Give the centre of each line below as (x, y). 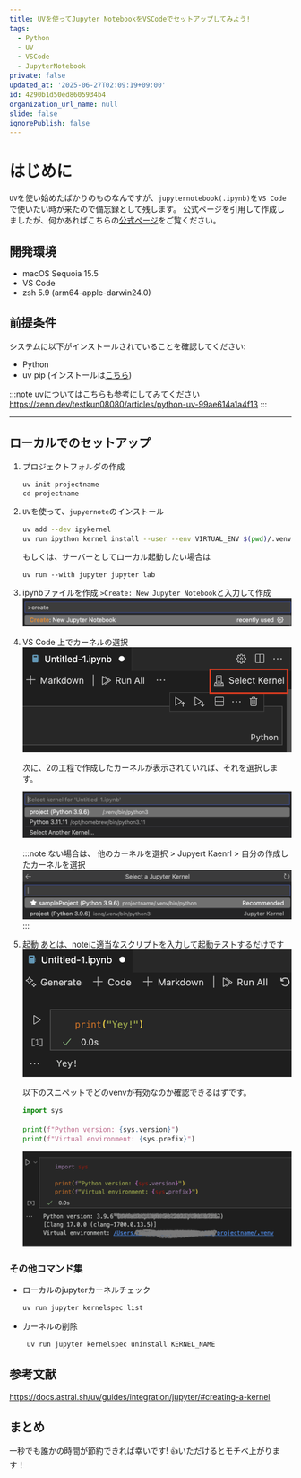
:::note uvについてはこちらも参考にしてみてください (104, 394)
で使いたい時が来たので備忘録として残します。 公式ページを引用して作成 (143, 209)
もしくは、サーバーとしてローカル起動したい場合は (116, 557)
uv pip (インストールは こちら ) (77, 375)
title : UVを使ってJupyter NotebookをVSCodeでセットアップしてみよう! (130, 19)
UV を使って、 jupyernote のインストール (93, 511)
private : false (38, 76)
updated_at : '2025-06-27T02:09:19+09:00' (88, 85)
